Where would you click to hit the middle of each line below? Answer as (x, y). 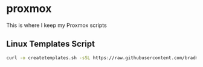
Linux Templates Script (51, 44)
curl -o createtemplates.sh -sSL (48, 58)
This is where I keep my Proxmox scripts (56, 25)
